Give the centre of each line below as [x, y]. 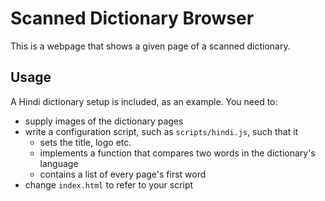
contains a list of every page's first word [123, 174]
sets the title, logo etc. [85, 142]
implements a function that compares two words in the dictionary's [177, 153]
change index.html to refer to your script [109, 184]
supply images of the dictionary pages [104, 121]
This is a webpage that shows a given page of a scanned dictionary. [150, 46]
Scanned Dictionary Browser [132, 18]
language [59, 163]
